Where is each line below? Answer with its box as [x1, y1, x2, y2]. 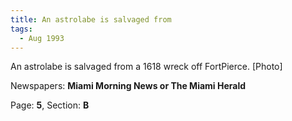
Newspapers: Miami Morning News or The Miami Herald [10, 80, 247, 92]
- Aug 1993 [19, 33, 65, 43]
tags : [10, 24, 33, 34]
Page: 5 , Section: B [10, 99, 90, 111]
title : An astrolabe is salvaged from [10, 14, 172, 25]
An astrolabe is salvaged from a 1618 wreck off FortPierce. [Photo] [10, 61, 283, 73]
